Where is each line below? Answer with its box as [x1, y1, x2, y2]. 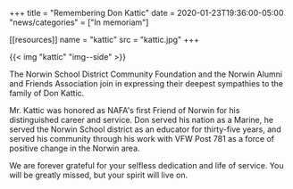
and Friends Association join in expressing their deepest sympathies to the [9, 78, 284, 88]
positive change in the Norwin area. [9, 143, 140, 153]
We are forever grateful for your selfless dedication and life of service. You [9, 160, 284, 170]
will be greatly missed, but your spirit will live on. [9, 169, 188, 180]
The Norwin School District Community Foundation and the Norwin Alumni [9, 69, 283, 79]
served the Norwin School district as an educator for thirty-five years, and [9, 124, 281, 135]
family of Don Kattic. [9, 88, 85, 98]
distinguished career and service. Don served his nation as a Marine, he [9, 115, 274, 125]
